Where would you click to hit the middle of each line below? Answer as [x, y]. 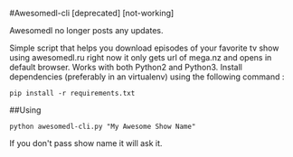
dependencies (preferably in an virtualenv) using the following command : [147, 77]
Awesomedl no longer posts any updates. [86, 30]
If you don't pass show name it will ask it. [86, 143]
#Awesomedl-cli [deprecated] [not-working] [92, 13]
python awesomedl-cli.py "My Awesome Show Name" [103, 126]
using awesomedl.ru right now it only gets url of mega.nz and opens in [141, 57]
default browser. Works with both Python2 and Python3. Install [126, 67]
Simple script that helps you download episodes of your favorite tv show [144, 48]
